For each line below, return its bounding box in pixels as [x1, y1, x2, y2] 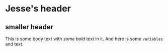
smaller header [5, 23, 54, 31]
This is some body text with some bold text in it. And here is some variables [5, 36, 163, 42]
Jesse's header [5, 3, 71, 14]
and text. [5, 41, 24, 47]
